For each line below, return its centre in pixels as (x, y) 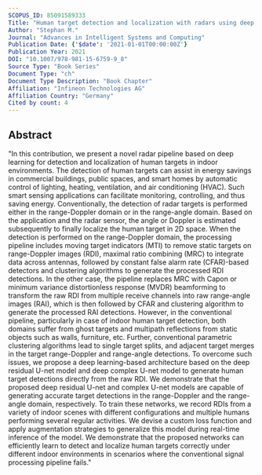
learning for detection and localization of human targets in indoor (113, 162)
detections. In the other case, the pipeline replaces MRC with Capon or (123, 279)
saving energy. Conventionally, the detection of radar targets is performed (128, 203)
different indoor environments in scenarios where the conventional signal (126, 454)
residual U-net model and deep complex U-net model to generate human (126, 371)
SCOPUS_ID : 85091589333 (47, 15)
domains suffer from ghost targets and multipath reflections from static (123, 329)
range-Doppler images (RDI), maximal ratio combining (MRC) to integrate (126, 254)
